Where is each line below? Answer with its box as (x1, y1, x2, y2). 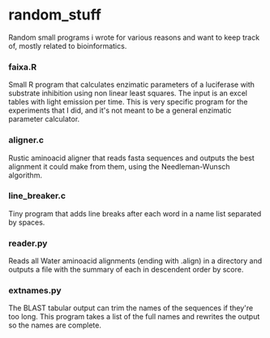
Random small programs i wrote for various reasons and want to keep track (8, 32, 260, 42)
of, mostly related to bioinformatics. (8, 41, 127, 50)
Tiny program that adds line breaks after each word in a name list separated (8, 208, 262, 218)
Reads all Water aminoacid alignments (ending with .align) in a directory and (8, 256, 263, 266)
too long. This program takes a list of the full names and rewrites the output (8, 312, 260, 322)
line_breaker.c (8, 190, 66, 202)
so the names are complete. (8, 320, 101, 330)
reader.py (8, 237, 48, 249)
